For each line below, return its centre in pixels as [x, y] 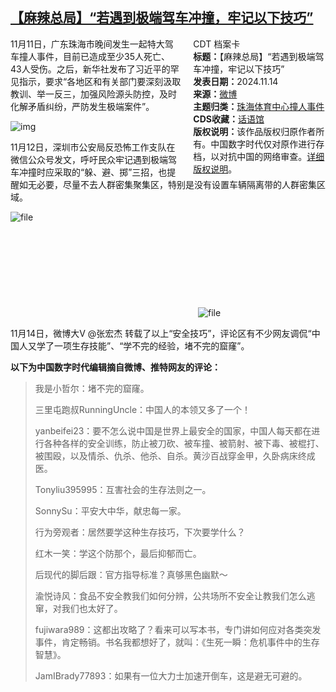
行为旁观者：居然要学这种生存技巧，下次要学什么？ [140, 532]
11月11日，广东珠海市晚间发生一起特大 [87, 44]
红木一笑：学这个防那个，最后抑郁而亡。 [118, 553]
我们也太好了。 [92, 608]
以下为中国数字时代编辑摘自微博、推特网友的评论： [115, 367]
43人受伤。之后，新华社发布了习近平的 [90, 69]
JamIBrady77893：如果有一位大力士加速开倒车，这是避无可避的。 [171, 675]
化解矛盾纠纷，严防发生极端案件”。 [82, 106]
